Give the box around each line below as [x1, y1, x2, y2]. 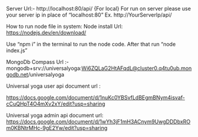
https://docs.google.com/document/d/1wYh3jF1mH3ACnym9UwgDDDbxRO [6, 118, 191, 125]
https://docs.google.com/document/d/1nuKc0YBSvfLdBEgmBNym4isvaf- [6, 94, 186, 101]
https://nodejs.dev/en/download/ [6, 29, 87, 36]
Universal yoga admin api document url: [6, 112, 104, 119]
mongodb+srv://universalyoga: [6, 65, 82, 72]
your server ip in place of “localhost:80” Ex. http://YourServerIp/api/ [6, 11, 172, 18]
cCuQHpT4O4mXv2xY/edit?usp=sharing [6, 100, 106, 107]
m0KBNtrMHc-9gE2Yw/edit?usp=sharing [6, 125, 108, 131]
